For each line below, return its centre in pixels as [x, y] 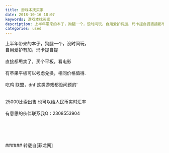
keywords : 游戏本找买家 [28, 19]
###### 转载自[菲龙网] [29, 145]
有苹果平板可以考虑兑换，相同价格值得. [46, 73]
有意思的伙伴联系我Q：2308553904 [43, 113]
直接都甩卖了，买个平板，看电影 [38, 61]
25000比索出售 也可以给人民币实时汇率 [46, 102]
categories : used [23, 29]
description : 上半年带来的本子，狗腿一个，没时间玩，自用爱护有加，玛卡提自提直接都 [83, 24]
